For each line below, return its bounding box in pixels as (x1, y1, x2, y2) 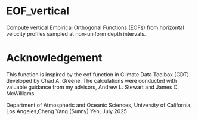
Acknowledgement (6, 51, 103, 65)
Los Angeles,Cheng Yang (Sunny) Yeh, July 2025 (6, 107, 127, 114)
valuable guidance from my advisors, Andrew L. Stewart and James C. (6, 83, 180, 91)
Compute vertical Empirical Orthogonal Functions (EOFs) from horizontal (6, 24, 185, 31)
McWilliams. (6, 89, 36, 97)
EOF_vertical (6, 4, 70, 18)
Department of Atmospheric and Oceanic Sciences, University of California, (6, 101, 192, 108)
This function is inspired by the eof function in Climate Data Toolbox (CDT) (6, 70, 190, 78)
